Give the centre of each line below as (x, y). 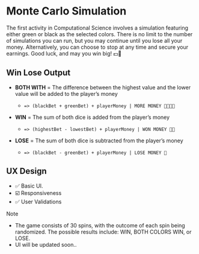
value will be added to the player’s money (66, 94)
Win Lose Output (38, 73)
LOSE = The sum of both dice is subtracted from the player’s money (99, 141)
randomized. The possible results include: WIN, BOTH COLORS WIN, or (103, 232)
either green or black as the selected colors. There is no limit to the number (99, 34)
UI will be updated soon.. (46, 244)
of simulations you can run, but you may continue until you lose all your (94, 40)
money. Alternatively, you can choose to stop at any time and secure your (97, 47)
